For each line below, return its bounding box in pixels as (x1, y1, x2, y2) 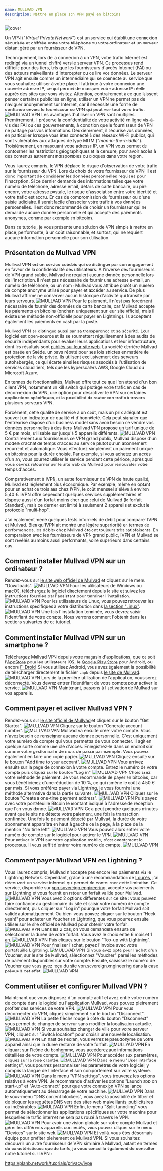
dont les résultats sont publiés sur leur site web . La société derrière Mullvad (5, 344, 157, 350)
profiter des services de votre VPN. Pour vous (5, 1005, 134, 1011)
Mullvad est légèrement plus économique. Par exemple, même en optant (5, 481, 151, 487)
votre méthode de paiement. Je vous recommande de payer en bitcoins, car (5, 774, 158, 780)
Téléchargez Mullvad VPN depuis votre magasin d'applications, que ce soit (5, 654, 156, 660)
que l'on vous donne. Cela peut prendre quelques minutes (5, 805, 158, 812)
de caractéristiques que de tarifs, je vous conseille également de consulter (5, 1146, 155, 1151)
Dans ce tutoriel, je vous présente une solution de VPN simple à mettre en (5, 224, 153, 230)
